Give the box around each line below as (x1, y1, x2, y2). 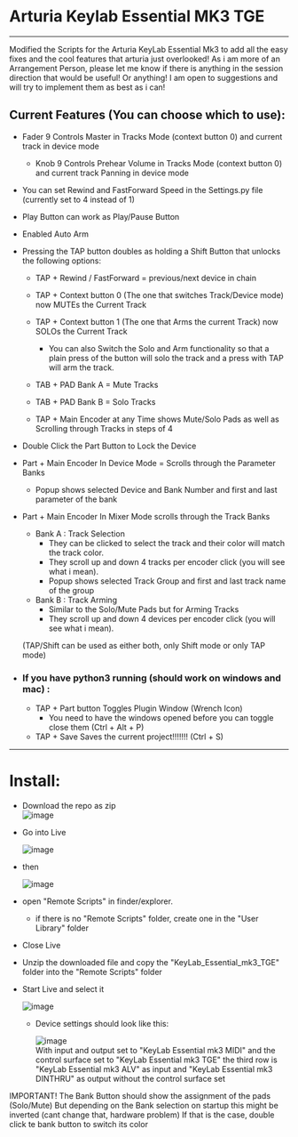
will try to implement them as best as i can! (9, 82, 166, 93)
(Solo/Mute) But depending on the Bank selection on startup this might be (9, 1100, 279, 1110)
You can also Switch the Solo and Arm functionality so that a (48, 343, 270, 353)
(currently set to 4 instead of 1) (21, 194, 136, 205)
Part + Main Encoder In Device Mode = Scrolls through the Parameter (21, 457, 277, 468)
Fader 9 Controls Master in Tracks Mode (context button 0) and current (21, 131, 283, 141)
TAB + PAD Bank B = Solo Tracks (35, 396, 156, 407)
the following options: (21, 255, 102, 266)
